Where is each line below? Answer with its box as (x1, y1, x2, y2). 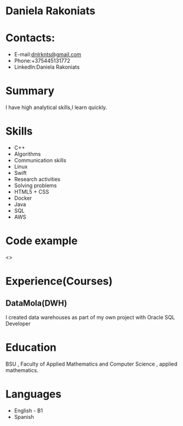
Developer (5, 320, 31, 327)
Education (5, 341, 57, 354)
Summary (5, 84, 54, 98)
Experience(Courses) (5, 274, 113, 288)
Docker (14, 194, 32, 201)
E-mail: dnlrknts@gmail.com (14, 51, 81, 58)
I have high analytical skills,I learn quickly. (5, 104, 107, 111)
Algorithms (14, 150, 41, 158)
